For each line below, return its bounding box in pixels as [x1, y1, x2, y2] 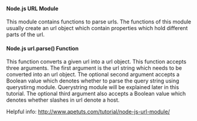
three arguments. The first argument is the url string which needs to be [6, 64, 183, 72]
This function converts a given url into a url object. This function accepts [6, 58, 187, 66]
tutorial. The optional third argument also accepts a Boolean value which [6, 90, 186, 98]
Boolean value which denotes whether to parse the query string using [6, 77, 180, 84]
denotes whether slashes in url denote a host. [6, 96, 120, 104]
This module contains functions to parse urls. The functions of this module [6, 18, 192, 25]
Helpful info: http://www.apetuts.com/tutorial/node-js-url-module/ [6, 108, 170, 116]
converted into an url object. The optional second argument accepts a [6, 71, 180, 78]
